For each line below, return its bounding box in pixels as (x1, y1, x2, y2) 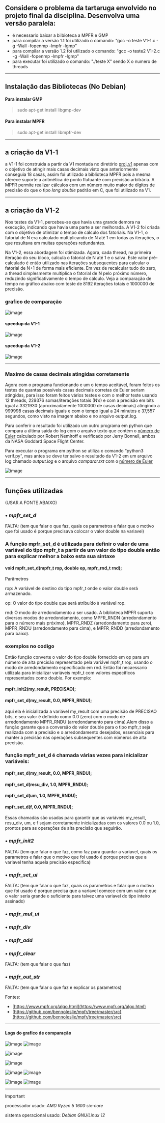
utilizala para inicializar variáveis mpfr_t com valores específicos (5, 670, 135, 675)
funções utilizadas (5, 486, 63, 495)
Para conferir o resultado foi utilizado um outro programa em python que (5, 422, 152, 429)
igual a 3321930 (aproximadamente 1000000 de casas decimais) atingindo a (5, 403, 160, 409)
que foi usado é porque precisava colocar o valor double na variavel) (5, 528, 144, 534)
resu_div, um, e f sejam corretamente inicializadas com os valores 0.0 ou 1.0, (5, 820, 160, 826)
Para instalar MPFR (5, 118, 45, 124)
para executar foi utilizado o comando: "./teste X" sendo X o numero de (12, 58, 157, 64)
